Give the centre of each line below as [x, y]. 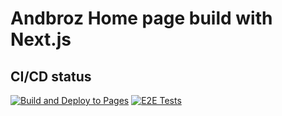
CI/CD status [51, 76]
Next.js [41, 39]
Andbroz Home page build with [141, 18]
